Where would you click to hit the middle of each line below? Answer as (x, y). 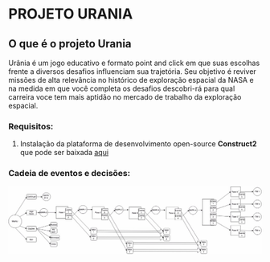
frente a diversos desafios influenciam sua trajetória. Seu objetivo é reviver (133, 72)
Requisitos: (31, 126)
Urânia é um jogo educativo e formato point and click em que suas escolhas (134, 63)
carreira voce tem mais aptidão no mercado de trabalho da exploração (125, 97)
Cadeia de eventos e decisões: (70, 174)
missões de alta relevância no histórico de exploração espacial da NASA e (131, 80)
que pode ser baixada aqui (64, 153)
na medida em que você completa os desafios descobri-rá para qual (122, 88)
